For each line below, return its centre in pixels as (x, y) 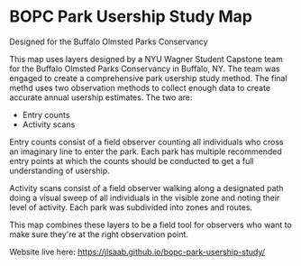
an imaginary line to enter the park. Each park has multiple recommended (146, 151)
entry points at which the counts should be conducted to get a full (132, 161)
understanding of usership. (59, 170)
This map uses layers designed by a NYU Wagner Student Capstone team (146, 59)
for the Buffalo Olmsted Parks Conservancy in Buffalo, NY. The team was (145, 69)
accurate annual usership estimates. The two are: (101, 97)
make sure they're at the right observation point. (99, 234)
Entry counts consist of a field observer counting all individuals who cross (146, 142)
